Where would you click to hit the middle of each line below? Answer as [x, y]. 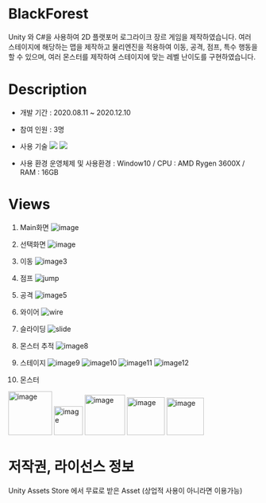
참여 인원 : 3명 [42, 129]
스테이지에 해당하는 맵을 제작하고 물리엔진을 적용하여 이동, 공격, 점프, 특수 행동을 [133, 47]
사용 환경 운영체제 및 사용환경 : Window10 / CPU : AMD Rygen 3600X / [132, 163]
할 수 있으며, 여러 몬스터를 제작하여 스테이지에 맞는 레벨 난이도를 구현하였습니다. [132, 57]
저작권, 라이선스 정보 [71, 467]
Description [48, 90]
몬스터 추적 [37, 345]
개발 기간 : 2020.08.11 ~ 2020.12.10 [75, 112]
